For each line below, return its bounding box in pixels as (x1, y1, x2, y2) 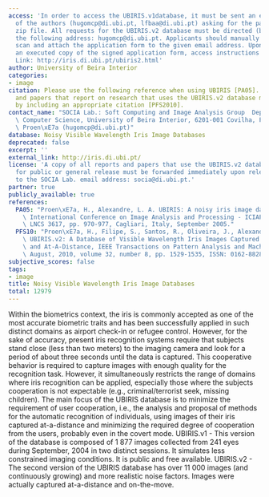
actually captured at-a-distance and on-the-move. (8, 480, 175, 489)
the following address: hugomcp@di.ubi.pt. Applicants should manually (15, 34, 260, 42)
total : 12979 (8, 288, 52, 296)
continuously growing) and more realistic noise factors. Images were (8, 471, 235, 481)
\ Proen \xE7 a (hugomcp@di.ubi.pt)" (15, 123, 134, 131)
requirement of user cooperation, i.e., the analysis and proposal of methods (8, 403, 258, 413)
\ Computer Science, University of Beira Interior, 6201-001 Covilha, (15, 116, 256, 124)
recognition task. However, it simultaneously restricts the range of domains (8, 370, 256, 378)
